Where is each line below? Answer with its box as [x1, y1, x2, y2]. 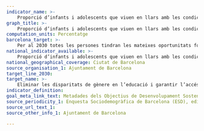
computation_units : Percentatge [6, 31, 88, 37]
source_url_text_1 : [6, 104, 56, 110]
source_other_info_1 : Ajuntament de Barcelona [6, 110, 126, 116]
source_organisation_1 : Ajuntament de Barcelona [6, 65, 132, 71]
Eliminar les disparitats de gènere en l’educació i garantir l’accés [17, 82, 200, 88]
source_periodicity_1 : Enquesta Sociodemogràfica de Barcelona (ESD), [6, 98, 189, 104]
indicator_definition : [6, 88, 64, 94]
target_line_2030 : [6, 71, 53, 77]
